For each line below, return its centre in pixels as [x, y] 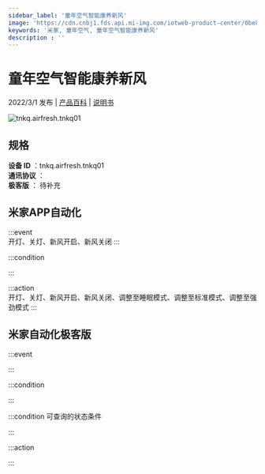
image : [19, 23]
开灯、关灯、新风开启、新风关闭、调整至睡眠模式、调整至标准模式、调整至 [129, 297]
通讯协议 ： [26, 175]
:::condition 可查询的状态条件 [55, 416]
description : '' [37, 38]
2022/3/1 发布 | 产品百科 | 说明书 [61, 103]
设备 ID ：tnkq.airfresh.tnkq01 [56, 166]
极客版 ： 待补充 [34, 185]
